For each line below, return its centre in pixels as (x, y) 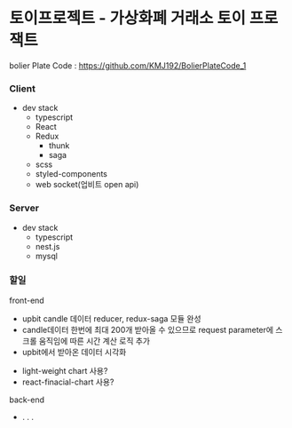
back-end (27, 400)
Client (22, 88)
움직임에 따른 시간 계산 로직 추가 (95, 341)
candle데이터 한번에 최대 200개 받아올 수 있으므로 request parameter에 (147, 329)
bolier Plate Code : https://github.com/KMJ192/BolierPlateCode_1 (128, 65)
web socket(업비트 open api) (87, 185)
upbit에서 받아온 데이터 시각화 (74, 352)
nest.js (47, 246)
